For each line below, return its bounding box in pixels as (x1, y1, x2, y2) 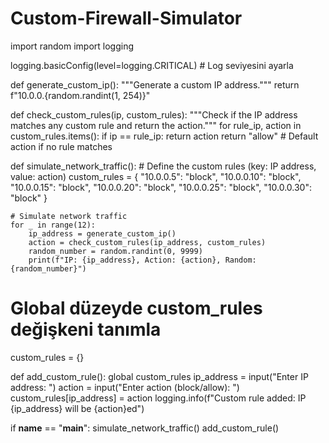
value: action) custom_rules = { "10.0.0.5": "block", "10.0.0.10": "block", (10, 170, 302, 182)
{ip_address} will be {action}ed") (10, 402, 145, 414)
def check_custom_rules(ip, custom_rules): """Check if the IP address (10, 108, 298, 121)
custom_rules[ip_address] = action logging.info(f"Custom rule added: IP (10, 392, 307, 404)
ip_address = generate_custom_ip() (28, 228, 177, 239)
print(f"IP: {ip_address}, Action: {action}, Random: (28, 255, 257, 265)
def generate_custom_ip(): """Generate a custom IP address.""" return (10, 78, 300, 91)
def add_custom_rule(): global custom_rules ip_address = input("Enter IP (10, 370, 309, 382)
